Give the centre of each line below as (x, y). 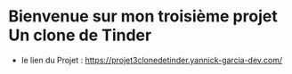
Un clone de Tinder (80, 35)
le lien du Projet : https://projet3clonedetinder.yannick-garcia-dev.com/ (152, 60)
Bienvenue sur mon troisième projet (143, 16)
